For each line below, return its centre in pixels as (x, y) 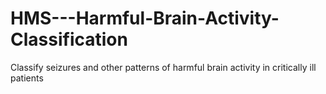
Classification (69, 39)
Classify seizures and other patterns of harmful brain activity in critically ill (163, 67)
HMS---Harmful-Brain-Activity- (145, 18)
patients (27, 78)
